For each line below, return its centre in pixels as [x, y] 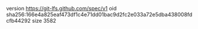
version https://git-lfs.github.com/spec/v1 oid [62, 8]
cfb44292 [18, 21]
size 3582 [44, 21]
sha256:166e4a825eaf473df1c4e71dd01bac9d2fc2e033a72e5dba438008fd [99, 14]
